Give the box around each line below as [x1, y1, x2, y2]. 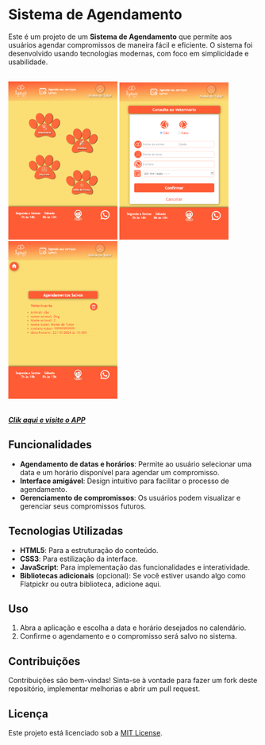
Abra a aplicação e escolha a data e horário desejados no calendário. [19, 623, 247, 632]
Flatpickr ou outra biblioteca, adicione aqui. [19, 579, 162, 589]
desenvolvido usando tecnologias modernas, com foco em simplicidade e [8, 48, 249, 58]
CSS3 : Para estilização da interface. [19, 554, 138, 563]
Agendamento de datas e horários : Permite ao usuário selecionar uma [19, 459, 252, 469]
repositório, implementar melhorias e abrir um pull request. [8, 684, 201, 693]
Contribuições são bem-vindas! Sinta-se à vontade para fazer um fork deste [8, 676, 258, 685]
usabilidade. [8, 57, 48, 67]
